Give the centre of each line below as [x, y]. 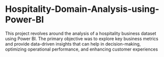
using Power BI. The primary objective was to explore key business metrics [82, 39]
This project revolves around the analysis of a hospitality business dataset [81, 33]
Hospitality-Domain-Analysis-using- [82, 9]
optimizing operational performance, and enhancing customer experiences [82, 49]
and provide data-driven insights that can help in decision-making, [73, 44]
